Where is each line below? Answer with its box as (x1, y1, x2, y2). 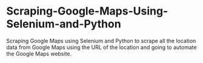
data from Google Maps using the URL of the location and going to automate (6, 44, 197, 51)
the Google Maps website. (6, 50, 72, 57)
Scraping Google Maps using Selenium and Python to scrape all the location (6, 37, 196, 44)
